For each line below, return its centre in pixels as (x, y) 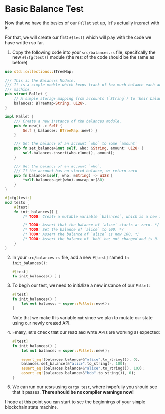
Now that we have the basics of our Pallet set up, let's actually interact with (82, 23)
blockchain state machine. (32, 407)
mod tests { (17, 202)
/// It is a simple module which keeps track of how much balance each (80, 85)
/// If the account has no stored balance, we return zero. (77, 171)
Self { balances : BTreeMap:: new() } (60, 130)
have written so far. (25, 42)
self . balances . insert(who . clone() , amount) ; (69, 153)
